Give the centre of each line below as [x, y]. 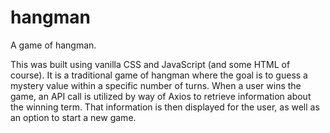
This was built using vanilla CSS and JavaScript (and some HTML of [150, 64]
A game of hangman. [53, 45]
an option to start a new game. [73, 117]
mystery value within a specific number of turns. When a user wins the [156, 85]
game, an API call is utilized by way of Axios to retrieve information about [161, 96]
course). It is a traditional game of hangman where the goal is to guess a [159, 75]
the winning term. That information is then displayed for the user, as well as [165, 107]
